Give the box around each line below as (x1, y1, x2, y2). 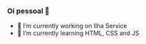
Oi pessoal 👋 (7, 6, 50, 16)
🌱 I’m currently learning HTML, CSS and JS (17, 29, 140, 37)
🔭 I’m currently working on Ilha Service (17, 22, 127, 30)
